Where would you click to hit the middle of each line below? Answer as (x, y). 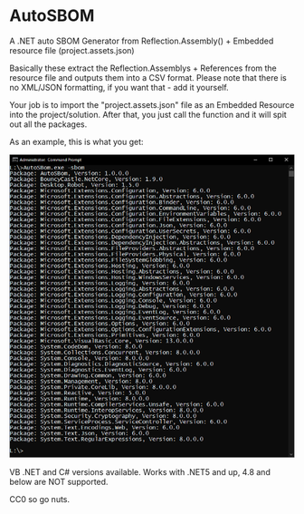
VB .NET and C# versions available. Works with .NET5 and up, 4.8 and (140, 472)
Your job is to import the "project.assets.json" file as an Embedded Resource (152, 104)
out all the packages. (48, 124)
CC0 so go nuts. (40, 499)
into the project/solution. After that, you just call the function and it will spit (148, 114)
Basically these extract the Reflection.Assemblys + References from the (143, 68)
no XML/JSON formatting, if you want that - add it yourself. (119, 87)
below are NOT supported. (59, 482)
